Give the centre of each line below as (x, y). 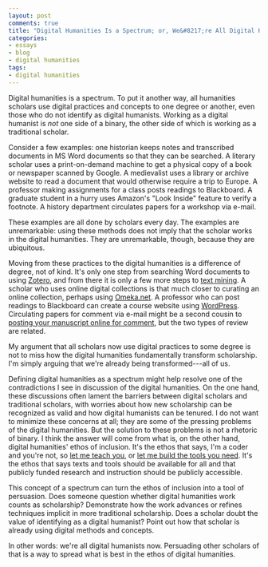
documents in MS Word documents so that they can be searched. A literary (132, 156)
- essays (23, 46)
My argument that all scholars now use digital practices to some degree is (130, 346)
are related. (27, 331)
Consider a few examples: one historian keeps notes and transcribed (121, 147)
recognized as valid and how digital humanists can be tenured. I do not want (134, 413)
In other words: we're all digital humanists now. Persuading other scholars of (134, 545)
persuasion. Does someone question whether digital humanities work (122, 496)
